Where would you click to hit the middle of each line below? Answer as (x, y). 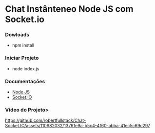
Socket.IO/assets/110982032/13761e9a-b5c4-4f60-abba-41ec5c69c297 (78, 126)
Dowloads (17, 35)
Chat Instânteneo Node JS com (69, 9)
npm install (23, 45)
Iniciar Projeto (22, 58)
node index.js (26, 68)
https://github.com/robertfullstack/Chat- (46, 120)
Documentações (25, 81)
